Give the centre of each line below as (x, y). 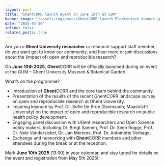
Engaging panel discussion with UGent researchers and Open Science (83, 122)
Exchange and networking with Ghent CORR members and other (77, 138)
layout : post (18, 10)
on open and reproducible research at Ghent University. (69, 101)
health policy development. (40, 117)
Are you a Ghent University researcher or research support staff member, (81, 47)
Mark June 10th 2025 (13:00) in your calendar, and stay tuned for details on (82, 153)
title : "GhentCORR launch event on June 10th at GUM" (61, 14)
